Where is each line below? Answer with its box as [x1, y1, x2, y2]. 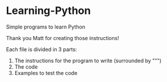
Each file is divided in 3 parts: [6, 45, 77, 53]
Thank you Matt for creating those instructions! [6, 34, 120, 41]
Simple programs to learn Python [6, 23, 86, 30]
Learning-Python [6, 4, 91, 17]
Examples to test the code [14, 69, 78, 76]
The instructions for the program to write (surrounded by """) [14, 57, 162, 64]
